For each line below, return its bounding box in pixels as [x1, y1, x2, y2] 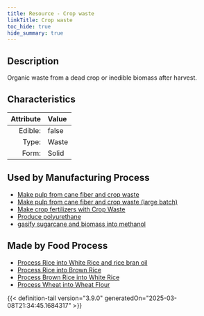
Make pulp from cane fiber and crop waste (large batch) [17, 197, 178, 206]
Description [7, 55, 59, 67]
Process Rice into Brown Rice [17, 265, 102, 274]
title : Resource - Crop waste [7, 10, 95, 17]
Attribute [10, 114, 42, 123]
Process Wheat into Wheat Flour [17, 280, 110, 288]
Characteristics [7, 94, 76, 105]
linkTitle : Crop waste [7, 17, 73, 24]
